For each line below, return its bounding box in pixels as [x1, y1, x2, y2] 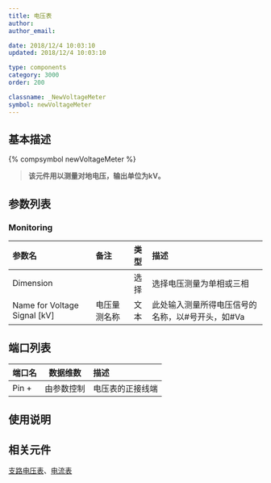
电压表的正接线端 [93, 383, 159, 394]
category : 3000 [8, 71, 60, 79]
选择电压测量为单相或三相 [152, 278, 249, 289]
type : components [8, 64, 67, 72]
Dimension [12, 278, 53, 288]
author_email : [8, 27, 56, 35]
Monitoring [8, 221, 53, 233]
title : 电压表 [8, 11, 52, 20]
